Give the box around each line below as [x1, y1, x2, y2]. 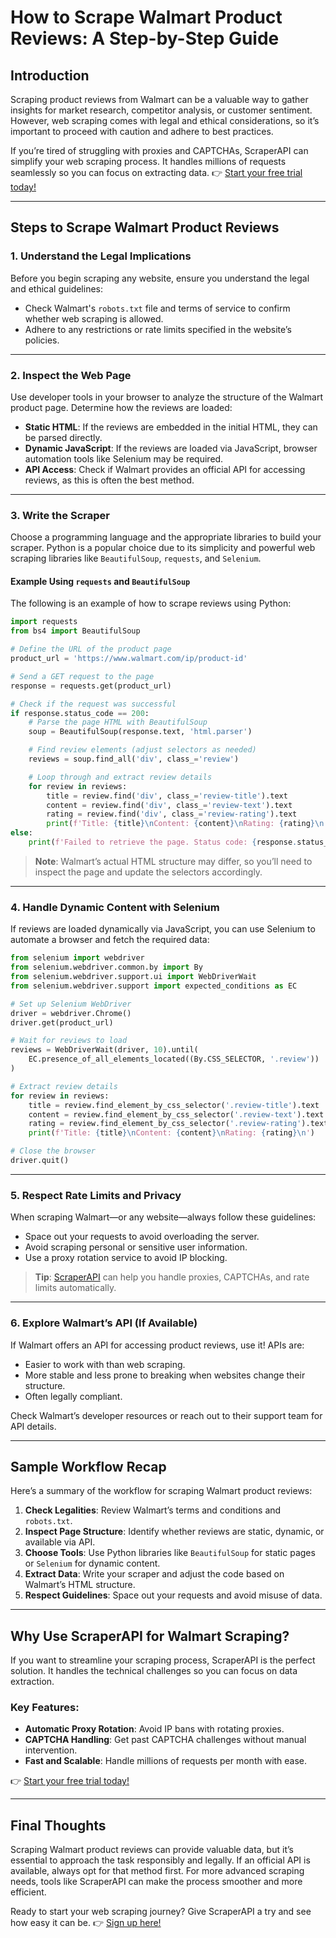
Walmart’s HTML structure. [24, 1579, 136, 1591]
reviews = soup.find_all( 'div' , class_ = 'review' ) [28, 754, 240, 765]
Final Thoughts [10, 1817, 107, 1834]
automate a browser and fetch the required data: [10, 934, 210, 946]
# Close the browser [10, 1146, 97, 1156]
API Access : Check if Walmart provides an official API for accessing [24, 463, 306, 475]
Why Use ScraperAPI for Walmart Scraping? [10, 1627, 290, 1645]
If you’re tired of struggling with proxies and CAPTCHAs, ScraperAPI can [10, 145, 309, 156]
